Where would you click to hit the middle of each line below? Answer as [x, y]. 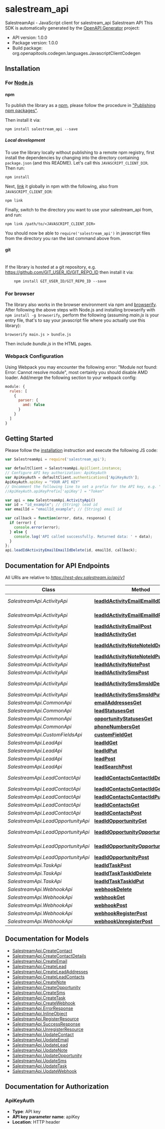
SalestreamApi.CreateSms [39, 992]
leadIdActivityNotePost [122, 665]
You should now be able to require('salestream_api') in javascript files [78, 233]
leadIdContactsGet [117, 805]
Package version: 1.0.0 [35, 42]
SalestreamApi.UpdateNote [40, 1050]
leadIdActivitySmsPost [122, 673]
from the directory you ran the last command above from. [63, 239]
